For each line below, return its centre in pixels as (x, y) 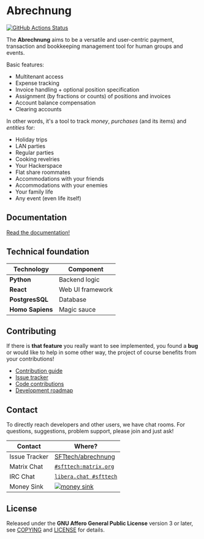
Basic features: (25, 65)
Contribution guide (39, 371)
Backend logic (79, 279)
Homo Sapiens (31, 309)
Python (20, 279)
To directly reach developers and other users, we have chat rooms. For (96, 425)
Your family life (34, 192)
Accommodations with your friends (59, 178)
